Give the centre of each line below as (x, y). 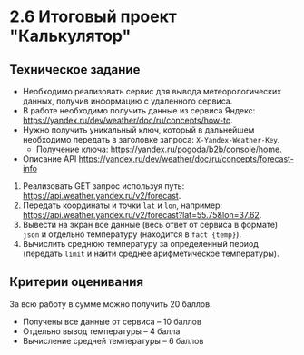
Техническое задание (75, 69)
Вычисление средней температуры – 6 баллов (113, 340)
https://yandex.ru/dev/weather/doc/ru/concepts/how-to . (127, 120)
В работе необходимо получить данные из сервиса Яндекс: (139, 110)
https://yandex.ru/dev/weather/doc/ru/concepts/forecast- (186, 159)
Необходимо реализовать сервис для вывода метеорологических (152, 91)
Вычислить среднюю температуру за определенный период (140, 244)
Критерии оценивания (76, 282)
